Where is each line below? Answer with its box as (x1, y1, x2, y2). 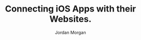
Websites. (49, 13, 92, 25)
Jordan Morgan (55, 29, 86, 35)
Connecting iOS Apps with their (5, 3, 136, 14)
